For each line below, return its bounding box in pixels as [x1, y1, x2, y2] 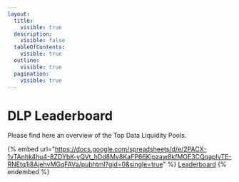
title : [14, 17, 34, 24]
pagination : [14, 70, 50, 77]
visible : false [20, 37, 66, 44]
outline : [14, 57, 40, 64]
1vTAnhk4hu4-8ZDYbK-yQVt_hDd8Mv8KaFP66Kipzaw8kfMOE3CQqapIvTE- [7, 153, 232, 161]
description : [14, 30, 53, 38]
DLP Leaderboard [7, 108, 113, 123]
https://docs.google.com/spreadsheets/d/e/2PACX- [54, 145, 207, 153]
